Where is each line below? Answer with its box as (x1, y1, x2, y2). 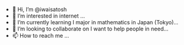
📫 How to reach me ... (12, 32, 69, 39)
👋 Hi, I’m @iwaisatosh (12, 6, 67, 13)
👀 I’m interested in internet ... (12, 12, 85, 19)
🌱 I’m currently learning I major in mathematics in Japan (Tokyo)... (12, 19, 179, 26)
